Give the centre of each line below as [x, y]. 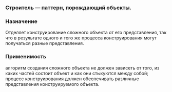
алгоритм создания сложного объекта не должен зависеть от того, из [82, 67]
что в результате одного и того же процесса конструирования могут [81, 38]
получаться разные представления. [45, 43]
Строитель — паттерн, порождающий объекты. [69, 8]
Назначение [21, 21]
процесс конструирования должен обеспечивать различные [72, 79]
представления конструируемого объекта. [52, 84]
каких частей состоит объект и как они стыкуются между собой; [77, 73]
